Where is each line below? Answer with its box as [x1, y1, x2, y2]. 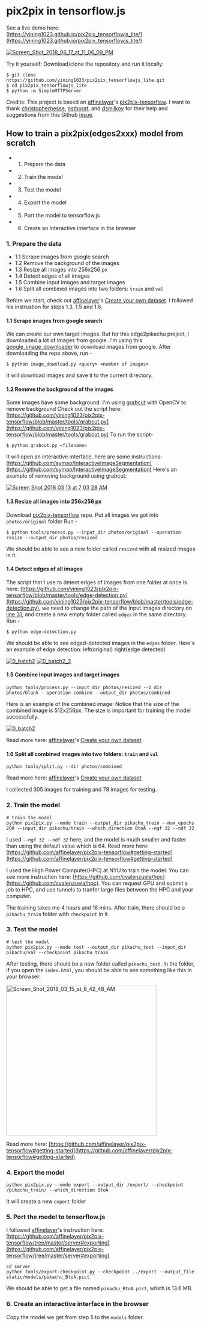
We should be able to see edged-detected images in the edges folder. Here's [6, 639, 195, 646]
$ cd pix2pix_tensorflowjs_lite [6, 83, 87, 89]
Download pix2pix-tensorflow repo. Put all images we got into [6, 511, 159, 519]
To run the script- [110, 431, 154, 438]
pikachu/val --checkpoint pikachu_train [6, 949, 109, 955]
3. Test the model [6, 925, 58, 934]
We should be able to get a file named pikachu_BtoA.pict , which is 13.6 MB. [6, 1285, 193, 1292]
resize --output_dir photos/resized [6, 534, 98, 540]
